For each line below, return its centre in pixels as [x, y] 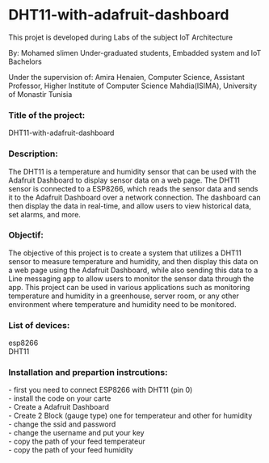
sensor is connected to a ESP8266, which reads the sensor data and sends [133, 188]
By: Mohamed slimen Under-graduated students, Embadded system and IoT [135, 53]
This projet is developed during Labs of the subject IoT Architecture [121, 37]
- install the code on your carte [60, 398]
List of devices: [39, 325]
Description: [33, 154]
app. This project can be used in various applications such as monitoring [129, 287]
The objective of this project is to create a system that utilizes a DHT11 [125, 253]
